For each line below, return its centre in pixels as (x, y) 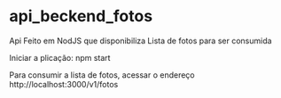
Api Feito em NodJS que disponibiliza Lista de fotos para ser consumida (140, 41)
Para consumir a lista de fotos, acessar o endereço (102, 75)
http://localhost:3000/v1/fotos (64, 84)
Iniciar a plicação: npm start (60, 57)
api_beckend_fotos (81, 16)
